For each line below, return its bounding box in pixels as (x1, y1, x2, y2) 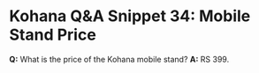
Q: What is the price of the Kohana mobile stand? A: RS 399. (9, 54, 230, 64)
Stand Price (9, 25, 97, 45)
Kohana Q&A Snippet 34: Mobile (9, 6, 251, 26)
